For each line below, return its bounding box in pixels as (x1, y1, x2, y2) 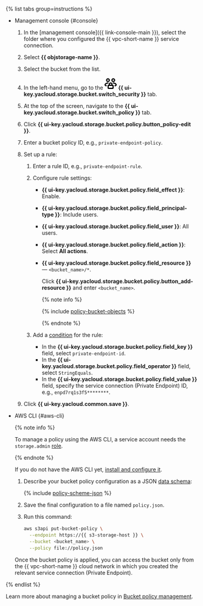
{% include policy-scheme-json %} (23, 490, 112, 496)
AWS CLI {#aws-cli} (14, 412, 64, 419)
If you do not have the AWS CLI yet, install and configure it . (14, 466, 162, 473)
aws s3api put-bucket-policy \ (23, 526, 103, 532)
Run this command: (23, 513, 72, 520)
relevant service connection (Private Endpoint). (14, 569, 133, 576)
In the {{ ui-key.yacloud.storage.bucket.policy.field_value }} (41, 376, 198, 383)
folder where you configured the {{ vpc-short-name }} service (23, 35, 179, 42)
